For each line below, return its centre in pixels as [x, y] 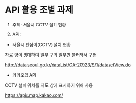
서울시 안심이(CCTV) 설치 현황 [41, 44]
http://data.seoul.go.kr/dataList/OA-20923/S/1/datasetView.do [68, 65]
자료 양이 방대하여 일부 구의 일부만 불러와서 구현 [51, 55]
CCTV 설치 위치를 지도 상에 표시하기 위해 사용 [49, 85]
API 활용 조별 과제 [39, 10]
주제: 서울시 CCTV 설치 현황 [39, 25]
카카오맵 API [24, 75]
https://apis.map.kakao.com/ [34, 95]
